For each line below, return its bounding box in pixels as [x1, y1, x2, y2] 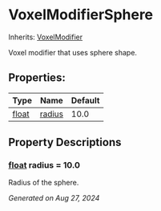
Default [70, 95, 100, 106]
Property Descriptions [8, 136, 122, 149]
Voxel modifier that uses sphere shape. [8, 47, 138, 57]
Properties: [8, 71, 66, 85]
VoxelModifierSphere [8, 6, 154, 24]
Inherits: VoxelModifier [8, 32, 83, 42]
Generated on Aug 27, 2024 [8, 193, 100, 203]
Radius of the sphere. [8, 178, 79, 188]
